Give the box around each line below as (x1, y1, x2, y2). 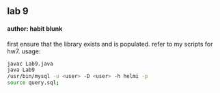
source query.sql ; (7, 79, 59, 86)
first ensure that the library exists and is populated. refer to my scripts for (7, 40, 213, 48)
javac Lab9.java (7, 60, 53, 67)
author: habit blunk (7, 24, 63, 33)
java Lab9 (7, 66, 36, 74)
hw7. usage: (7, 47, 41, 55)
